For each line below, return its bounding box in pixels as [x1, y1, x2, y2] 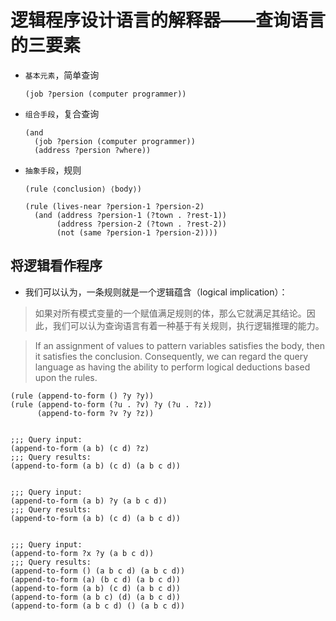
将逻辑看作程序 [10, 257, 103, 275]
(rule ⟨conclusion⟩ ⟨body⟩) [24, 184, 142, 194]
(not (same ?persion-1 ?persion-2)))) [56, 227, 218, 238]
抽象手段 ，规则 [24, 164, 82, 176]
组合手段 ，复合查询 [24, 107, 100, 120]
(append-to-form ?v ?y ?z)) [36, 408, 155, 418]
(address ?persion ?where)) [34, 145, 152, 155]
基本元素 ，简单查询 [24, 69, 100, 81]
